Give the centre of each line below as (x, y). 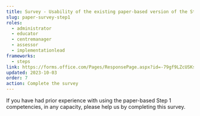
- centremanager (32, 39)
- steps (21, 61)
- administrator (32, 28)
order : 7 (17, 78)
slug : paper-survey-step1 (38, 17)
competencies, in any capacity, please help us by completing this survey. (96, 107)
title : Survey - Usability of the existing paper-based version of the (97, 12)
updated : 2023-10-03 (32, 73)
